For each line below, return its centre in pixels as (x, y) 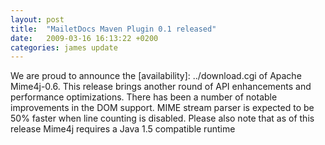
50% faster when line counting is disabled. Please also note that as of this (162, 118)
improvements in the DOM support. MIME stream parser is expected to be (162, 108)
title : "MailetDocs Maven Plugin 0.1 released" (113, 29)
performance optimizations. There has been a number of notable (144, 97)
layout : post (37, 19)
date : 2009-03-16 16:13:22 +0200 (84, 38)
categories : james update (64, 47)
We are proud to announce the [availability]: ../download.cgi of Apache (156, 76)
